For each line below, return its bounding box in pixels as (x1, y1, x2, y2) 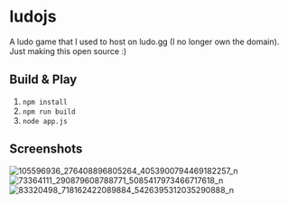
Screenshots (9, 142, 83, 157)
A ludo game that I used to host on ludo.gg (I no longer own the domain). (9, 36, 280, 47)
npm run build (22, 107, 76, 116)
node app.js (22, 116, 68, 125)
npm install (22, 97, 68, 107)
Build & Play (9, 72, 78, 88)
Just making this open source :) (9, 45, 127, 56)
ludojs (9, 6, 57, 27)
